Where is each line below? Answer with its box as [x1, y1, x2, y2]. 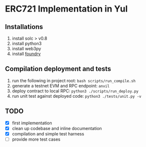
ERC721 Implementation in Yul [5, 3, 128, 15]
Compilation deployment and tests [5, 65, 111, 73]
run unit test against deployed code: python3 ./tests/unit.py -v [12, 93, 142, 99]
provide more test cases [12, 136, 60, 142]
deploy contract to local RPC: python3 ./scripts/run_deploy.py [12, 88, 139, 94]
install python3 [12, 41, 42, 46]
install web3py [12, 46, 41, 51]
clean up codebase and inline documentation [12, 125, 102, 131]
